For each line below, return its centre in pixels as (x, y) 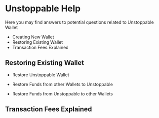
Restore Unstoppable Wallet (40, 75)
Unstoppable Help (43, 9)
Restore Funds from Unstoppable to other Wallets (62, 93)
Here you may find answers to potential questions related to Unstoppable (79, 22)
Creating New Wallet (33, 37)
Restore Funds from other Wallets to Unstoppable (62, 84)
